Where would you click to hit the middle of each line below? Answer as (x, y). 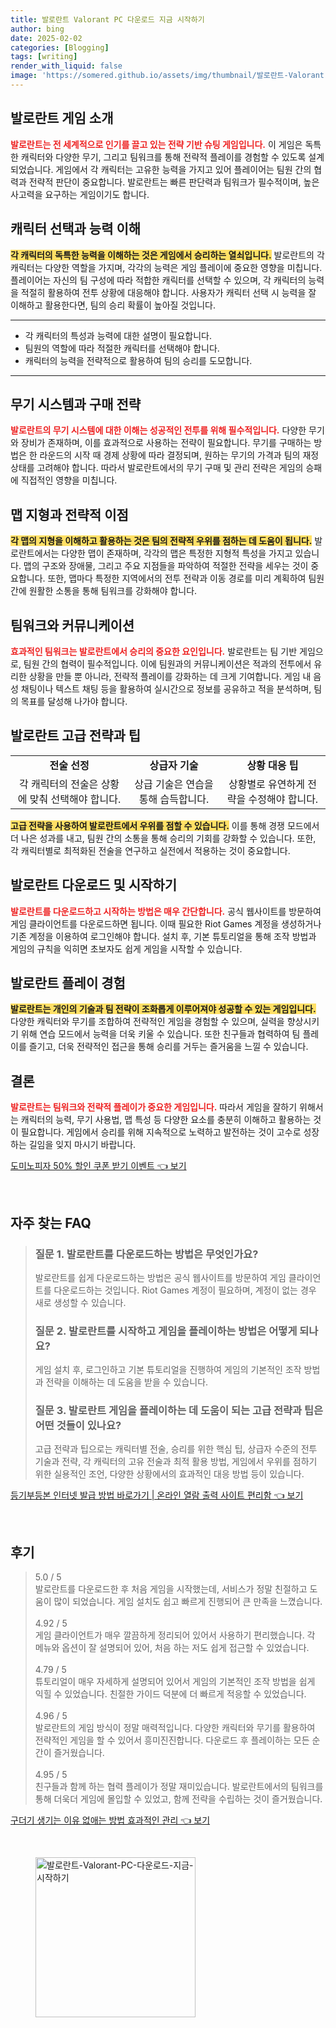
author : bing (37, 29)
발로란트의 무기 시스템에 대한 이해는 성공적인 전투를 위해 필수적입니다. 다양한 (158, 430)
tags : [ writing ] (44, 57)
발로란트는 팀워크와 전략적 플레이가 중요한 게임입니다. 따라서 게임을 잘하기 (154, 1107)
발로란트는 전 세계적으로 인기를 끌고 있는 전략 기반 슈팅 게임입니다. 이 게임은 (156, 144)
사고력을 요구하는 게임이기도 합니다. (80, 194)
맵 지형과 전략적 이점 (69, 514)
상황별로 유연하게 (266, 784)
